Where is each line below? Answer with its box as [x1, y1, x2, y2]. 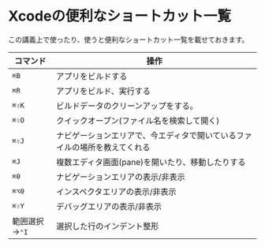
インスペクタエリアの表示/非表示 [56, 186, 177, 197]
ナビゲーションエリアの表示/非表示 [56, 171, 185, 182]
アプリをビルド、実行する [56, 85, 151, 96]
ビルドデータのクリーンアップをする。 [56, 100, 199, 111]
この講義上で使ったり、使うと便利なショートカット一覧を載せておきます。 [8, 35, 249, 44]
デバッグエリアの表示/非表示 [56, 200, 162, 211]
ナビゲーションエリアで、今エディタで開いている [56, 129, 237, 140]
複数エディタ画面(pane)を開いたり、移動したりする [56, 156, 246, 167]
